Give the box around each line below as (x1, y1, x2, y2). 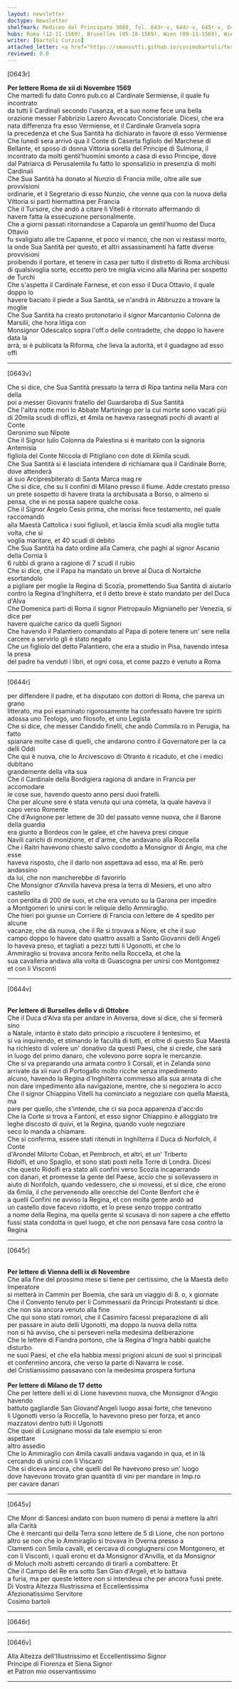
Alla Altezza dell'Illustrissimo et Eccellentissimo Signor (7, 1651, 167, 1660)
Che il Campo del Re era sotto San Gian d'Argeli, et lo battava (7, 1566, 187, 1575)
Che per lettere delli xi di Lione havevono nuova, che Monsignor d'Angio (7, 1388, 218, 1397)
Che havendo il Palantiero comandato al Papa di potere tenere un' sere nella (7, 626, 230, 635)
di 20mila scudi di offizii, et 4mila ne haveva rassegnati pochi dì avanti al (7, 413, 219, 421)
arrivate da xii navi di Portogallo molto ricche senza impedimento (7, 1066, 198, 1075)
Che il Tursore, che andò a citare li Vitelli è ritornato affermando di (7, 205, 201, 213)
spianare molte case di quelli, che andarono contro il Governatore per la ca (7, 737, 226, 745)
